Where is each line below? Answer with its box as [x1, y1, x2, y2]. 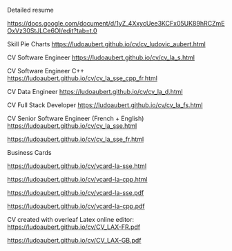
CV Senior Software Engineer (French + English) [7, 114, 144, 122]
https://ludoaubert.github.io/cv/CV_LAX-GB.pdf [7, 236, 142, 244]
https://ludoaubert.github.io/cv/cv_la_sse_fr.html [7, 135, 144, 143]
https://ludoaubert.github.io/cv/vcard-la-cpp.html [7, 176, 148, 183]
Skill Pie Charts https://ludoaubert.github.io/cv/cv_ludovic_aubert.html [7, 40, 206, 48]
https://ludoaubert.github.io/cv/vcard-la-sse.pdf [7, 189, 144, 196]
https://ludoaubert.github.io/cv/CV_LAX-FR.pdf [7, 223, 141, 231]
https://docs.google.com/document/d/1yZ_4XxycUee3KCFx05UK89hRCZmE [7, 19, 225, 27]
